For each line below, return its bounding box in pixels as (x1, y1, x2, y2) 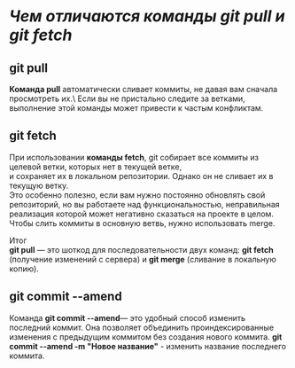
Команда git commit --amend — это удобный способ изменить (9, 312, 246, 323)
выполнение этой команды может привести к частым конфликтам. (9, 103, 264, 113)
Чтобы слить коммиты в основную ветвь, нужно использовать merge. (9, 217, 276, 228)
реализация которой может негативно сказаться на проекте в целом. (9, 208, 275, 219)
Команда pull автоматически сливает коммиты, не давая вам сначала (9, 84, 278, 94)
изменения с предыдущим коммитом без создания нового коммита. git (9, 331, 283, 342)
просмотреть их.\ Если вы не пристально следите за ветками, (9, 93, 245, 104)
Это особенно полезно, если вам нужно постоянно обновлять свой (9, 189, 266, 200)
